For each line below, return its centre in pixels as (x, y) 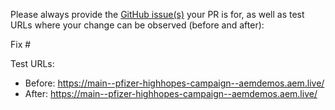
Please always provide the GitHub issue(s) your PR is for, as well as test (157, 14)
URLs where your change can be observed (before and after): (137, 25)
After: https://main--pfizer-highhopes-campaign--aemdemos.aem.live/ (171, 93)
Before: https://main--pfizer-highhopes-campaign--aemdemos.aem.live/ (174, 83)
